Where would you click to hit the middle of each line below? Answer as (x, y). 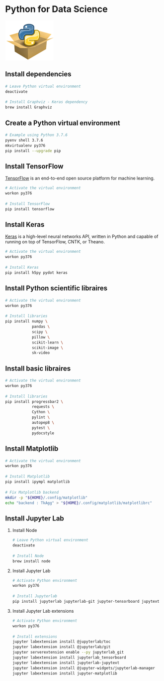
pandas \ (41, 327)
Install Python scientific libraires (56, 288)
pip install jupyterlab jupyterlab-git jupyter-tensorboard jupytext (86, 602)
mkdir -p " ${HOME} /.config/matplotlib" (46, 498)
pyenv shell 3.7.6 (24, 140)
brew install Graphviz (29, 107)
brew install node (31, 561)
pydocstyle (43, 433)
